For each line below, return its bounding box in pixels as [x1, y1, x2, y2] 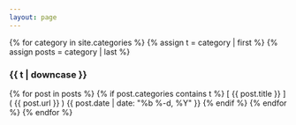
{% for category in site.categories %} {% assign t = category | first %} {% [9, 37, 278, 48]
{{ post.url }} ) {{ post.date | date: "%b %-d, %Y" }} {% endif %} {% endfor [14, 98, 287, 108]
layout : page [9, 12, 57, 22]
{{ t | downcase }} [9, 68, 87, 80]
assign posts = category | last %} [9, 46, 131, 57]
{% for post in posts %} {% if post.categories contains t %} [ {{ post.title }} [9, 88, 281, 99]
